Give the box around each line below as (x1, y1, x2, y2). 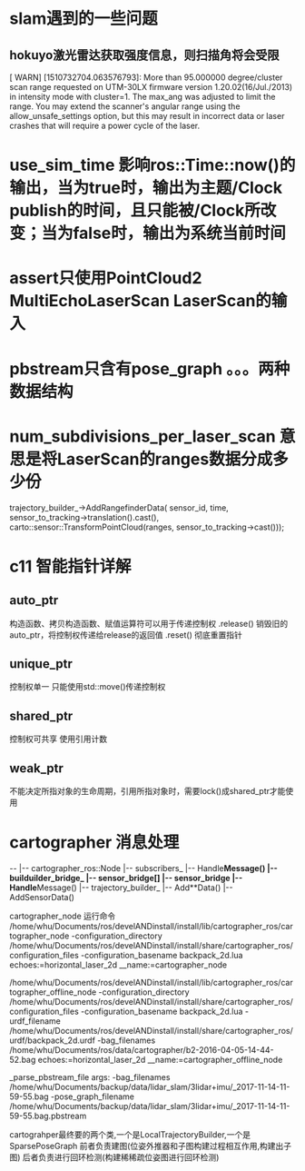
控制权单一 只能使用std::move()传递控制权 (9, 681, 166, 692)
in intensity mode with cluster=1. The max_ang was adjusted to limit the (9, 92, 276, 102)
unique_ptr (9, 656, 73, 671)
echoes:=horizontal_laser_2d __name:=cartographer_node (9, 959, 228, 970)
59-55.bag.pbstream (9, 1110, 87, 1121)
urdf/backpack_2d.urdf (9, 1035, 95, 1046)
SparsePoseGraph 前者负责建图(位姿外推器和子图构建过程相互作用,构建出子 (9, 1140, 292, 1151)
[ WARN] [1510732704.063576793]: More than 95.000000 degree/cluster (9, 72, 283, 83)
